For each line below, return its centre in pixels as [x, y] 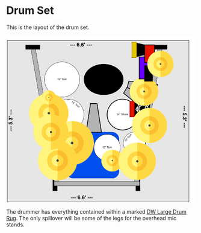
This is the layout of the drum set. [48, 27]
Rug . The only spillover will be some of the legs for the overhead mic [91, 219]
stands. [16, 225]
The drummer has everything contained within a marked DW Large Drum [96, 212]
